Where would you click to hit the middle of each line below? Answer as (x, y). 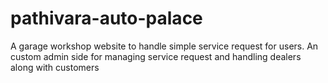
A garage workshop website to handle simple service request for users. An (164, 46)
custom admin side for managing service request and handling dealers (156, 56)
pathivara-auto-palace (106, 18)
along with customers (55, 67)
